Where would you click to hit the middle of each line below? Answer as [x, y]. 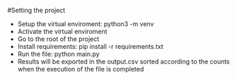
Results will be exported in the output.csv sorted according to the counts [123, 62]
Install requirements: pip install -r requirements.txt [91, 46]
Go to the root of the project [58, 39]
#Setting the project [36, 10]
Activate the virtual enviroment [62, 32]
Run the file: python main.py [59, 54]
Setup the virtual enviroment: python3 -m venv [86, 24]
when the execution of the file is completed [81, 69]
